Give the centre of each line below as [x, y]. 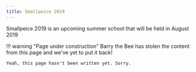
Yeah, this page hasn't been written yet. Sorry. [69, 63]
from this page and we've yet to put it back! [59, 52]
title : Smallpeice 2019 [36, 12]
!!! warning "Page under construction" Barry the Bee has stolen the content [98, 46]
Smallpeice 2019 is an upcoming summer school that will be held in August [97, 28]
